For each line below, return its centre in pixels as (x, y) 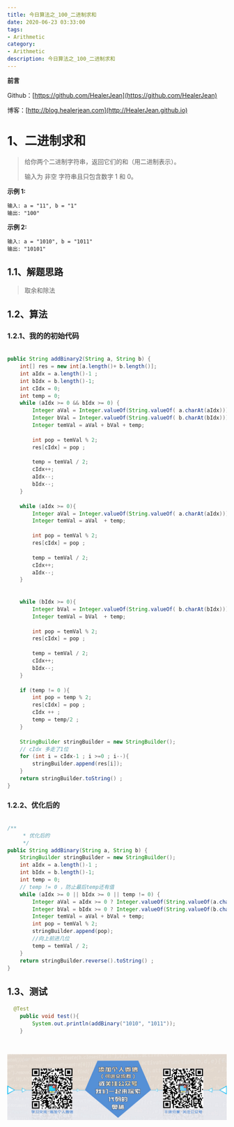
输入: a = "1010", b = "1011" (50, 241)
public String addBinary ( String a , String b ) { (78, 850)
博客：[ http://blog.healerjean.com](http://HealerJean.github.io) (97, 110)
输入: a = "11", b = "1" (42, 206)
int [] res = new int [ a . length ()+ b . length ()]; (88, 366)
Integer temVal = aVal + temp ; (79, 521)
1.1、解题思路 (36, 272)
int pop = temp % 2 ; (62, 698)
